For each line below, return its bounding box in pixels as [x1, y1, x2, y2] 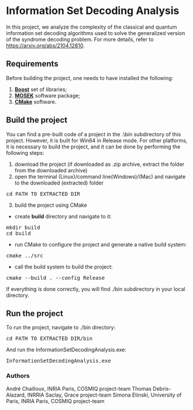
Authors [6, 372, 30, 380]
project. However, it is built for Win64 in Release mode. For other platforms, [6, 137, 188, 144]
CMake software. [14, 98, 57, 105]
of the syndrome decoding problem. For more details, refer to [6, 36, 154, 43]
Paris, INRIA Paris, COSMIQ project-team [6, 397, 105, 404]
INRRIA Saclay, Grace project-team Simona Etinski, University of [27, 391, 182, 398]
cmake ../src [6, 252, 44, 259]
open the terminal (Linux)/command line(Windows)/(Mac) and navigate [14, 173, 186, 180]
